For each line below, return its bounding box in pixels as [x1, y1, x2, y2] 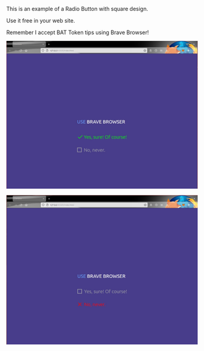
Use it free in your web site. [6, 17, 75, 24]
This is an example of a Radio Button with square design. [6, 5, 149, 12]
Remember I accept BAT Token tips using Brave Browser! [6, 29, 149, 36]
